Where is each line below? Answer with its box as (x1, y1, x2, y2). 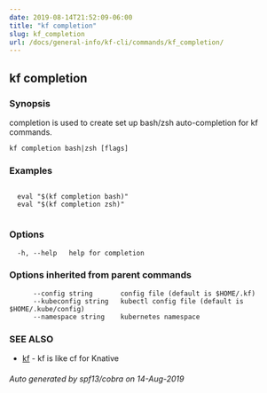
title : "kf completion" (9, 21, 98, 30)
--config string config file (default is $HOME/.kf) (32, 289, 255, 298)
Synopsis (9, 97, 51, 109)
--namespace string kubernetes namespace (32, 312, 200, 321)
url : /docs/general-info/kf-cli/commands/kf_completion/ (9, 37, 224, 47)
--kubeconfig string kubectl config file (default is (32, 296, 244, 306)
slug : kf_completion (9, 29, 86, 38)
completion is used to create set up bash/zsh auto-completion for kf (9, 117, 259, 128)
